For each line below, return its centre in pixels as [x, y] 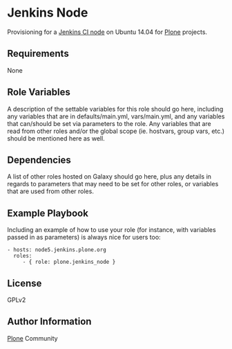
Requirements [38, 54]
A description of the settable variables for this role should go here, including [115, 109]
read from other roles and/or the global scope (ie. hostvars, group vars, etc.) [116, 131]
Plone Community [32, 338]
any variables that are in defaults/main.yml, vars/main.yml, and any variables [116, 116]
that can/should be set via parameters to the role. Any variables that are [109, 123]
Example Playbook [48, 213]
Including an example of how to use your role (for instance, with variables [112, 230]
